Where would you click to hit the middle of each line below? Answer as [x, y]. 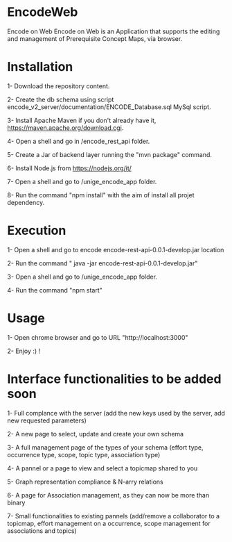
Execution [37, 231]
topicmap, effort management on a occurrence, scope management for [109, 523]
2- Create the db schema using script [61, 99]
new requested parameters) [47, 420]
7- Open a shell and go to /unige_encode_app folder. [82, 181]
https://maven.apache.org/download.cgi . [65, 128]
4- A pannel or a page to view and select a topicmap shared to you [102, 468]
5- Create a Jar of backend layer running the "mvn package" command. [110, 154]
